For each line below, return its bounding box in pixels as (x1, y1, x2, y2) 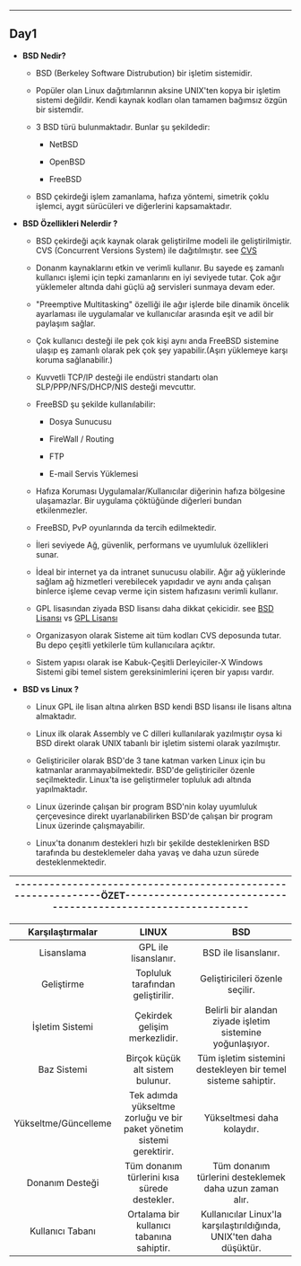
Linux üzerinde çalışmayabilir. (35, 820, 145, 831)
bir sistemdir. (35, 104, 84, 115)
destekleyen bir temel (195, 1063, 287, 1076)
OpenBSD (48, 156, 86, 167)
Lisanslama (39, 946, 87, 959)
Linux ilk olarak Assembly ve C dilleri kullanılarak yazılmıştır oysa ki (35, 728, 282, 739)
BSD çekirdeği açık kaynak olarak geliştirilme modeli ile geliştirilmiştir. (35, 235, 292, 246)
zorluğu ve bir (124, 1111, 184, 1123)
